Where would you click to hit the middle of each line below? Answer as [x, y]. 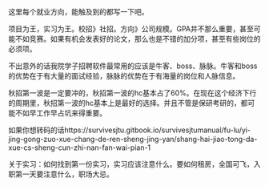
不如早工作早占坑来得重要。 [60, 113]
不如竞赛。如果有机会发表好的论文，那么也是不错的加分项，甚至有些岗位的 [138, 39]
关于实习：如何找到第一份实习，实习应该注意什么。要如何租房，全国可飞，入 [134, 164]
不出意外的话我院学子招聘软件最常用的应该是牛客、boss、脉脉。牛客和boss [133, 66]
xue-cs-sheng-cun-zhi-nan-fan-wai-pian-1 [80, 148]
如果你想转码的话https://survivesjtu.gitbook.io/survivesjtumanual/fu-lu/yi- [129, 130]
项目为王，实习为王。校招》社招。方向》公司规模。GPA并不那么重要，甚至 [131, 29]
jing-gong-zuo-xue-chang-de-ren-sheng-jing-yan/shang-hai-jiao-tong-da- [133, 139]
